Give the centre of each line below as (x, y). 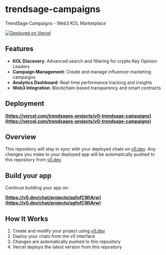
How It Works (27, 218)
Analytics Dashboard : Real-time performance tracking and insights (82, 82)
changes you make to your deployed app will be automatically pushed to (80, 154)
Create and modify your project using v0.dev (59, 231)
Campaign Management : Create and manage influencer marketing (82, 72)
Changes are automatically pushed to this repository (66, 241)
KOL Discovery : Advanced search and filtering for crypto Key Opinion (85, 61)
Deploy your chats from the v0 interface (54, 236)
